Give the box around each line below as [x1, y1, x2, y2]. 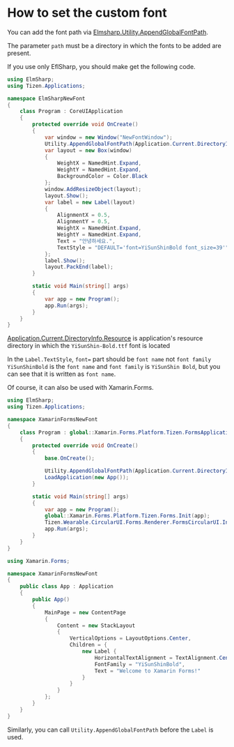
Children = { [69, 642, 108, 649]
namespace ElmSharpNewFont [7, 95, 86, 102]
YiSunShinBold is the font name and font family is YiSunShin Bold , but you [7, 363, 221, 371]
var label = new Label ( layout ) [44, 199, 136, 206]
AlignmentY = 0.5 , [56, 218, 111, 225]
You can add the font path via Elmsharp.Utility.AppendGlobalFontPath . [7, 28, 209, 36]
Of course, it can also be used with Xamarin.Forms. [7, 384, 155, 392]
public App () [32, 596, 70, 603]
